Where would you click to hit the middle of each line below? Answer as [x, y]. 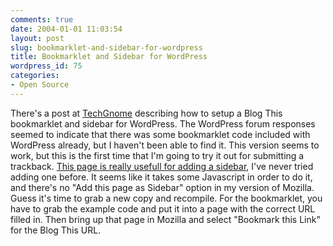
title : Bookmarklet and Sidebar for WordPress [109, 57]
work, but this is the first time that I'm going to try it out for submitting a [157, 155]
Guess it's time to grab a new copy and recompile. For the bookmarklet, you [166, 198]
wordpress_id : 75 [46, 66]
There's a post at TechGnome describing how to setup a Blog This [146, 113]
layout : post [37, 38]
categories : [35, 76]
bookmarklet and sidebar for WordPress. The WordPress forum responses [163, 123]
